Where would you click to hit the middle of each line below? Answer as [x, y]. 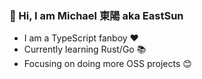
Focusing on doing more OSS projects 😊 [107, 64]
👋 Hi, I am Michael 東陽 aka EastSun [96, 15]
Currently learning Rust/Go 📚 [85, 49]
